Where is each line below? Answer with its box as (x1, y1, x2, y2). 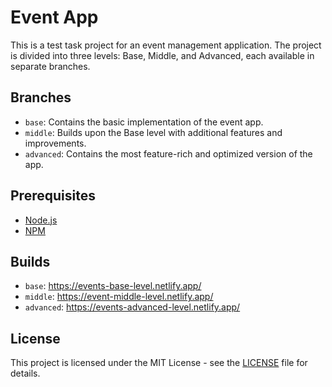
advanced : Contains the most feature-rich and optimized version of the (24, 147, 313, 160)
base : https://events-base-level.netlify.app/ (24, 280, 202, 292)
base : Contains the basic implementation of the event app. (24, 116, 264, 128)
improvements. (24, 137, 87, 149)
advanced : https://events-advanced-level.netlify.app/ (24, 301, 241, 313)
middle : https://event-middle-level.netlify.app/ (24, 291, 214, 303)
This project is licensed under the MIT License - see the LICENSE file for (10, 357, 308, 369)
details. (10, 367, 41, 380)
